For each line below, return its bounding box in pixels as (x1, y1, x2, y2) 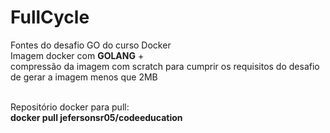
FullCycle (10, 6, 90, 29)
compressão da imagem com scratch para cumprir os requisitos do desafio (10, 60, 320, 72)
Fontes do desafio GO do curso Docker (10, 39, 172, 51)
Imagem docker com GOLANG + (10, 49, 145, 61)
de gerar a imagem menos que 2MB (10, 71, 158, 83)
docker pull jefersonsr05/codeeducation (10, 111, 183, 123)
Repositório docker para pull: (10, 101, 130, 113)
